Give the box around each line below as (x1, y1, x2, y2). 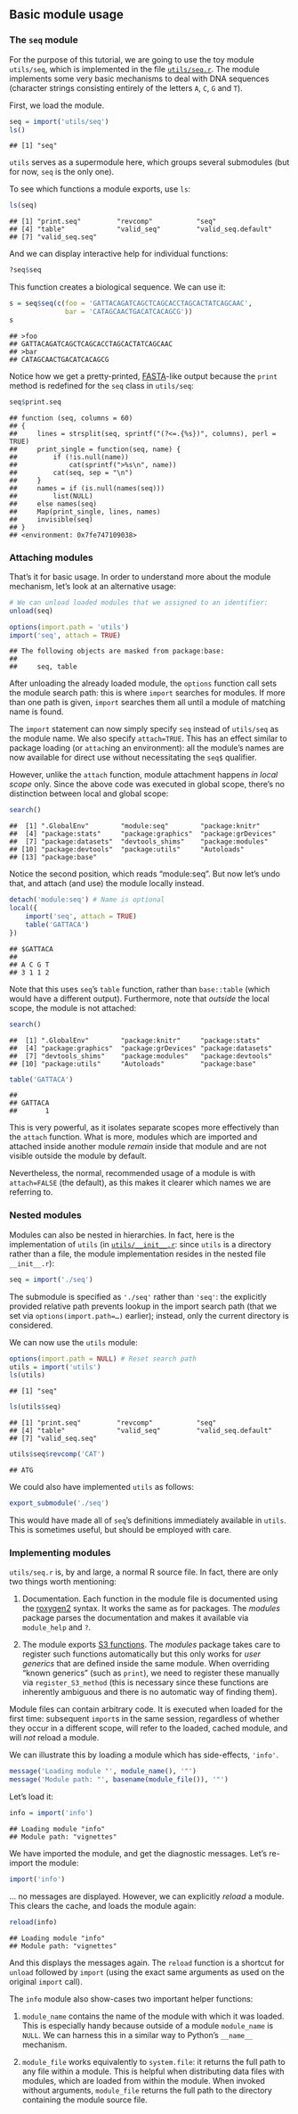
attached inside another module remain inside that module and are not (9, 1141, 267, 1152)
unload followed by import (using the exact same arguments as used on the (9, 1966, 285, 1978)
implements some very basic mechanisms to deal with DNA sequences (9, 73, 270, 84)
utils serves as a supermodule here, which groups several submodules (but (9, 157, 290, 168)
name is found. (9, 706, 64, 717)
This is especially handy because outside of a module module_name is (21, 2019, 274, 2031)
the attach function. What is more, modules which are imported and (9, 1131, 258, 1142)
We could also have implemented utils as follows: (9, 1482, 194, 1493)
